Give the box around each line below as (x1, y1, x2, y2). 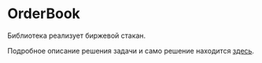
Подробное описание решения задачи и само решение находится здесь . (7, 46, 255, 55)
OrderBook (7, 5, 80, 23)
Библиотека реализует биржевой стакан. (7, 31, 146, 40)
